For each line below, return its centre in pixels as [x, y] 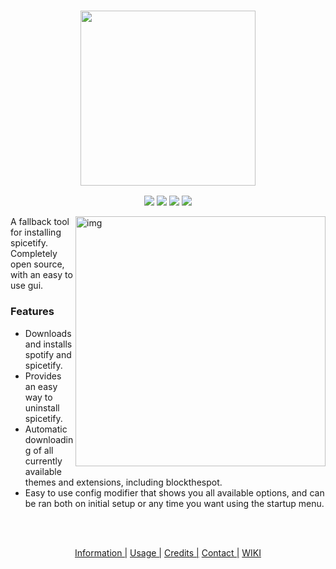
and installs [48, 344]
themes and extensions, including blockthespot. [123, 482]
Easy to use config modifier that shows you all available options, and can [174, 492]
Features [32, 312]
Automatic [46, 429]
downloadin [49, 439]
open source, [37, 264]
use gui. [27, 286]
